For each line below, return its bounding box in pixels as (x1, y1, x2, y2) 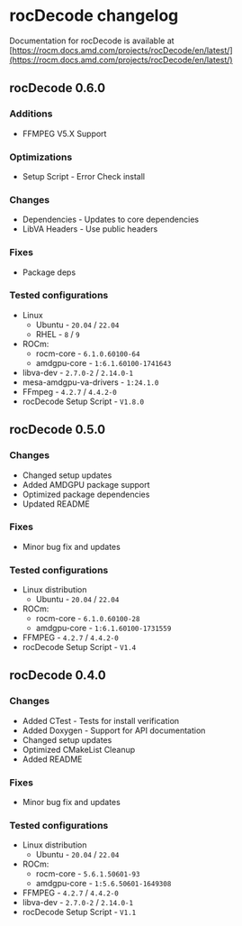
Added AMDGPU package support (22, 479, 150, 490)
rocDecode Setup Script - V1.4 (22, 642, 137, 653)
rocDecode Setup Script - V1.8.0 (22, 396, 145, 407)
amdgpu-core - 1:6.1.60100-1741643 (35, 357, 172, 368)
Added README (22, 754, 83, 765)
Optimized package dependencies (22, 489, 150, 500)
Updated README (22, 498, 90, 509)
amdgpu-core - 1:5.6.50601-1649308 (35, 878, 172, 889)
